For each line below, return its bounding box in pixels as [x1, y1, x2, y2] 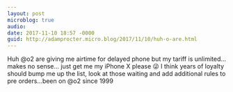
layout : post [7, 10, 45, 17]
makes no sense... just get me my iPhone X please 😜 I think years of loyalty [7, 62, 225, 71]
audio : [7, 23, 26, 30]
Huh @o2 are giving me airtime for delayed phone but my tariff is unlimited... [7, 55, 227, 63]
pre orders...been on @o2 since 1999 [7, 77, 113, 85]
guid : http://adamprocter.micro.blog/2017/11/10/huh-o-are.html [7, 36, 198, 43]
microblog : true [7, 17, 54, 24]
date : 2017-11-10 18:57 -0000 [7, 29, 95, 37]
